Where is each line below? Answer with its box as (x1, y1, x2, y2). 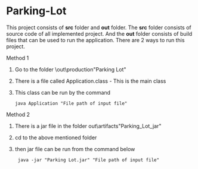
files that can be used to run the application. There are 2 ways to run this (6, 36, 185, 43)
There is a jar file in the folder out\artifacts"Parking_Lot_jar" (14, 122, 162, 129)
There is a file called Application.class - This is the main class (14, 77, 166, 84)
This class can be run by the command (14, 89, 111, 96)
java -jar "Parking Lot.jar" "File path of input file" (17, 157, 160, 163)
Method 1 (6, 54, 29, 61)
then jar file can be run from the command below (14, 145, 135, 152)
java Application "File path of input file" (14, 100, 128, 107)
